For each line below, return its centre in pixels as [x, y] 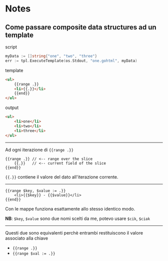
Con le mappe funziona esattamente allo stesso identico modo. [70, 208]
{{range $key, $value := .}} [35, 190]
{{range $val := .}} [34, 253]
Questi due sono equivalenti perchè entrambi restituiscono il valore [74, 232]
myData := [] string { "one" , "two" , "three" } [51, 56]
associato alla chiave [27, 238]
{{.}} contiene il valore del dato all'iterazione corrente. [62, 177]
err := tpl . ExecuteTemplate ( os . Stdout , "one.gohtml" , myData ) [71, 60]
